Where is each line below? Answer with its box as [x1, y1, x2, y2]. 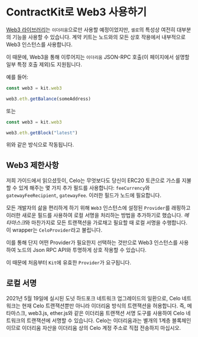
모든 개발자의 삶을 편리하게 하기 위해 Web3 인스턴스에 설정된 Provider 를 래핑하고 [6, 205, 191, 212]
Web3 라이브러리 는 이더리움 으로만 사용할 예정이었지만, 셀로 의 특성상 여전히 [6, 26, 176, 33]
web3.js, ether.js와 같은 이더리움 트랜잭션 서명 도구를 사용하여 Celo [28, 310, 185, 317]
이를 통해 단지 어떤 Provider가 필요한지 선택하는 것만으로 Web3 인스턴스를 [6, 239, 178, 246]
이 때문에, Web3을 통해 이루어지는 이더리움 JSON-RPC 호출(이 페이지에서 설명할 [6, 53, 190, 60]
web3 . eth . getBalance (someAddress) [6, 96, 92, 102]
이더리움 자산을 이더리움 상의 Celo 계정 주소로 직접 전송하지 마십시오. [21, 325, 181, 332]
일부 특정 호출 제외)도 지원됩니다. [6, 60, 83, 68]
